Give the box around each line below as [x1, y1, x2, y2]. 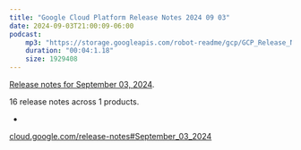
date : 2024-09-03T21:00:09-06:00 [9, 21, 134, 30]
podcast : [9, 29, 42, 38]
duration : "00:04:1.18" [25, 46, 115, 55]
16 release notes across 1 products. [9, 96, 140, 107]
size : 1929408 [25, 54, 78, 63]
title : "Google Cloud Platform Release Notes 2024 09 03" [9, 12, 230, 22]
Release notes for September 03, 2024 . [9, 79, 155, 89]
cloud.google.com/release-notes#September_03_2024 [9, 131, 212, 141]
